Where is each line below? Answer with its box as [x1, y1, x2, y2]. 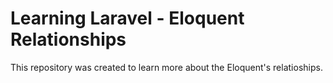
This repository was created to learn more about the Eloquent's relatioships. [10, 61, 323, 73]
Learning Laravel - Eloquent [10, 7, 245, 30]
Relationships [10, 28, 127, 51]
